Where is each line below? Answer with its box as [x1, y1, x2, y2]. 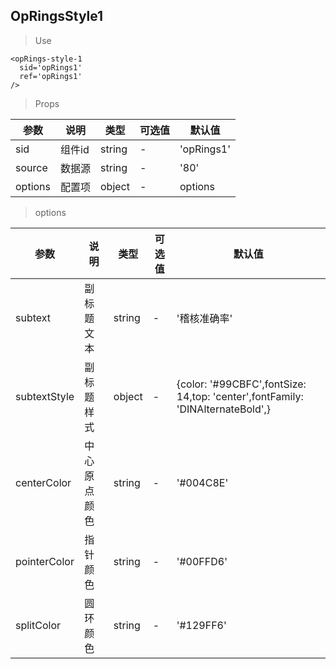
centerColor [15, 475, 72, 489]
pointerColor [15, 554, 75, 568]
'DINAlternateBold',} [176, 402, 272, 416]
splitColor [15, 618, 61, 632]
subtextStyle [15, 389, 75, 403]
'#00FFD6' [176, 554, 228, 568]
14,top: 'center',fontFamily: [176, 389, 304, 403]
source [15, 160, 48, 174]
